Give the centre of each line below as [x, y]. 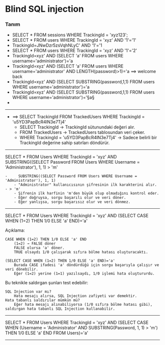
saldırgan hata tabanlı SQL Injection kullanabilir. [60, 309]
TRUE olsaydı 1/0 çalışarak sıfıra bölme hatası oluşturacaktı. [81, 252]
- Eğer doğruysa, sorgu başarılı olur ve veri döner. [70, 198]
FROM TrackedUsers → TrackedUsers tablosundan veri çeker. [82, 132]
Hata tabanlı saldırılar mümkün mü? [42, 300]
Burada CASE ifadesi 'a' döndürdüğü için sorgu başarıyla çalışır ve [87, 265]
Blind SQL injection [45, 9]
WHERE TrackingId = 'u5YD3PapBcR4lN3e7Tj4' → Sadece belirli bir [88, 138]
